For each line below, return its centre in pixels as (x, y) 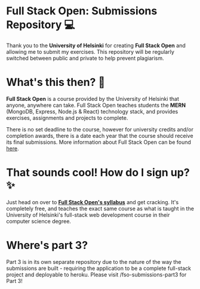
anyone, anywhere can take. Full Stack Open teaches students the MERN (96, 105)
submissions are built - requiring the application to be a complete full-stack (99, 268)
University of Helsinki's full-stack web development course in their (88, 215)
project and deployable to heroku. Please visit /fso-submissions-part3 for (96, 274)
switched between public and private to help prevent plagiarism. (85, 58)
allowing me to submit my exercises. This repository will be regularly (90, 51)
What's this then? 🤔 (56, 82)
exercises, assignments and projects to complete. (67, 118)
